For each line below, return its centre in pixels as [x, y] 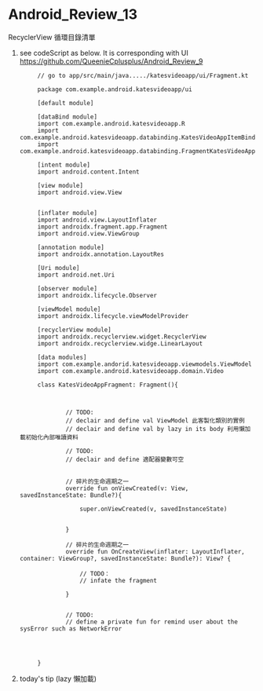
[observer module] [68, 288]
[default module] [66, 103]
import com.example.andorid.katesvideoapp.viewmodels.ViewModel [145, 364]
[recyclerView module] [74, 330]
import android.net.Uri [76, 275]
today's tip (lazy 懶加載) [58, 678]
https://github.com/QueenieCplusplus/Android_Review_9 [111, 61]
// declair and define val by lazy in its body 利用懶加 [158, 429]
